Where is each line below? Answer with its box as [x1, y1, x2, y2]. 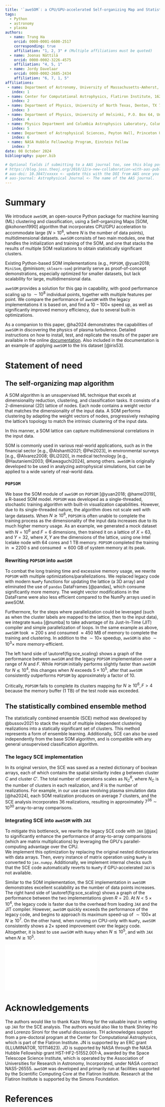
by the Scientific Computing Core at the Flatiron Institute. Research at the [5, 1071, 153, 1077]
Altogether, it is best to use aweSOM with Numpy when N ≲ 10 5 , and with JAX [5, 928, 153, 935]
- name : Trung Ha [9, 35, 45, 40]
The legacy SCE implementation [5, 753, 83, 760]
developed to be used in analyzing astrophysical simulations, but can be [5, 464, 151, 470]
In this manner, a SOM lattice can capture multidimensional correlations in [5, 428, 154, 434]
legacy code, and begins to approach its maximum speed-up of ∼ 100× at [5, 912, 156, 917]
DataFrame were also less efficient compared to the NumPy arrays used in [5, 594, 156, 600]
